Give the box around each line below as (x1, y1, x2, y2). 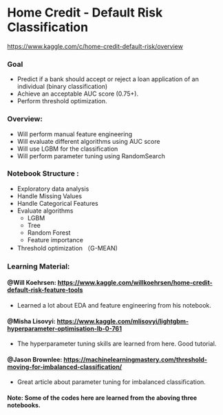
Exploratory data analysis (17, 184, 89, 193)
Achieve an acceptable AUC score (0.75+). (17, 89, 139, 98)
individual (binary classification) (17, 83, 108, 91)
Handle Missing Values (17, 191, 83, 200)
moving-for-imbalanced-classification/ (7, 363, 123, 371)
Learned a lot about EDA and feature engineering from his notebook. (17, 301, 211, 309)
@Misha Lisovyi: (7, 317, 56, 325)
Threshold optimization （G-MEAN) (17, 244, 118, 252)
